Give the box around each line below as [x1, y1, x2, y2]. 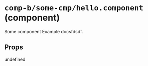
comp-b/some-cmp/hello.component [4, 3, 144, 13]
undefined [4, 56, 26, 62]
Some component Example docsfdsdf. [4, 28, 83, 34]
